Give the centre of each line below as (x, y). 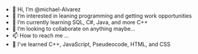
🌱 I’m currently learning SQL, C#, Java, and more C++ (80, 22)
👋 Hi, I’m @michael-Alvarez (46, 9)
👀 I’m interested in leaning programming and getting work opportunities (102, 16)
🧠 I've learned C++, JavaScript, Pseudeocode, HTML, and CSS (91, 44)
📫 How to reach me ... (40, 35)
